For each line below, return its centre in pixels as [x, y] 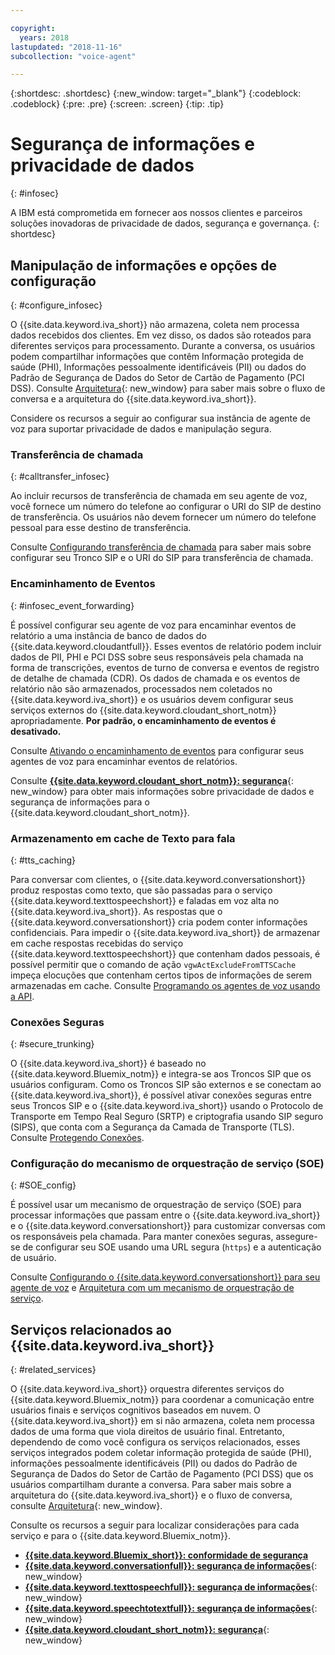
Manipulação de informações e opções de [143, 265]
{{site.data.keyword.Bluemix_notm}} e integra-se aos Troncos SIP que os [161, 1074]
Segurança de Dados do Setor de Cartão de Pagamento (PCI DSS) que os [162, 1474]
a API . [22, 996]
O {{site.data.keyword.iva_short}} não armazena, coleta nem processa [155, 324]
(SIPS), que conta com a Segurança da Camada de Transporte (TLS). [152, 1127]
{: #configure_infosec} [56, 305]
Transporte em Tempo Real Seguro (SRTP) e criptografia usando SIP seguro [167, 1117]
